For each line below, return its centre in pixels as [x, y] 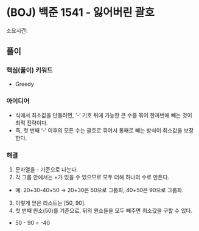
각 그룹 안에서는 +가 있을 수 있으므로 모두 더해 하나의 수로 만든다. [92, 178]
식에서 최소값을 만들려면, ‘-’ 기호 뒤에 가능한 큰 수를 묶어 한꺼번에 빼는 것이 [104, 115]
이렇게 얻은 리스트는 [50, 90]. [51, 203]
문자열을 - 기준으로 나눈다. [46, 170]
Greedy [25, 84]
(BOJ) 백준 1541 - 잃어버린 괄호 [81, 12]
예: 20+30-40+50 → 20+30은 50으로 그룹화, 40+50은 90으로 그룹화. [99, 190]
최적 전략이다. [32, 123]
